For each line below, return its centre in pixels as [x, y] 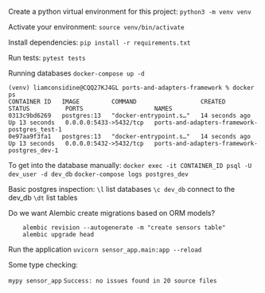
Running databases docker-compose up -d [76, 73]
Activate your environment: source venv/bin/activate [96, 27]
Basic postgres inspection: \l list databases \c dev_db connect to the [122, 189]
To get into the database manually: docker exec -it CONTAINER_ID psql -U [130, 165]
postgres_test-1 [35, 130]
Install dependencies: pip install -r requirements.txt [99, 42]
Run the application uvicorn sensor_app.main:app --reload [105, 249]
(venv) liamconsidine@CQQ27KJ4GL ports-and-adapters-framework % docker [131, 88]
